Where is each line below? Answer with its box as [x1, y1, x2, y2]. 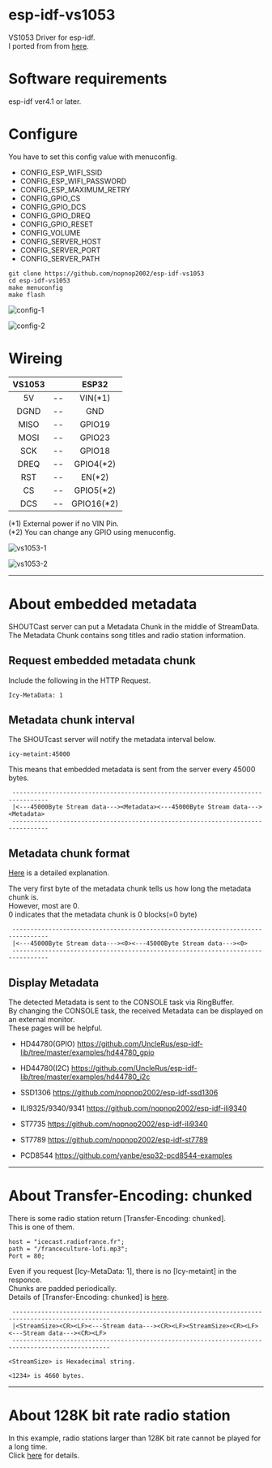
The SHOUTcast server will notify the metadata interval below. [8, 735, 216, 745]
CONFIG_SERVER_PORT [19, 245, 101, 255]
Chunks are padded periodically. [8, 1283, 117, 1293]
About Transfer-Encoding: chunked [8, 1187, 253, 1205]
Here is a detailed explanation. [8, 868, 110, 878]
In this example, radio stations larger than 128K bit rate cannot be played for [8, 1433, 261, 1443]
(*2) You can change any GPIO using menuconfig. [8, 527, 176, 537]
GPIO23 [79, 432, 111, 443]
